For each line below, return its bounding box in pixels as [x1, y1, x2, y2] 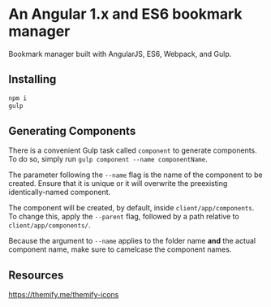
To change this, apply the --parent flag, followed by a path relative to [8, 212, 239, 222]
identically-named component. [8, 188, 111, 197]
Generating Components [8, 123, 136, 138]
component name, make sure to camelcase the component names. [8, 244, 232, 254]
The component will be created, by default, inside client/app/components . [8, 203, 255, 213]
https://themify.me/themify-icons [8, 290, 119, 300]
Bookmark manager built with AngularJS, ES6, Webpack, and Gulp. [8, 49, 232, 58]
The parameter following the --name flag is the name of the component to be [8, 170, 263, 179]
